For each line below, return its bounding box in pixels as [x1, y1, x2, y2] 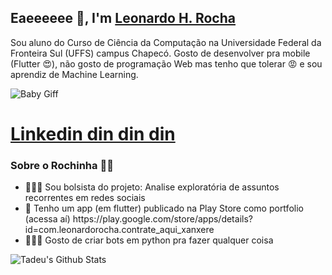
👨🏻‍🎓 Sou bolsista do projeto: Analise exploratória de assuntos [24, 181, 280, 193]
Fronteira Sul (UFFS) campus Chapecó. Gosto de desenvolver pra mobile [10, 47, 311, 59]
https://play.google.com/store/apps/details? [72, 213, 253, 225]
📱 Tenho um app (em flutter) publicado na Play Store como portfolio [24, 202, 304, 215]
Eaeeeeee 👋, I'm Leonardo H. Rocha [10, 10, 236, 27]
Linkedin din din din [10, 123, 176, 145]
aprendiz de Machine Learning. [10, 68, 139, 80]
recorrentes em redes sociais [24, 192, 146, 204]
